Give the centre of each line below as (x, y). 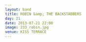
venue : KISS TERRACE (26, 32)
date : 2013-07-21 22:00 (29, 23)
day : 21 (13, 18)
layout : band (18, 9)
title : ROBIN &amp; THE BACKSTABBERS (43, 14)
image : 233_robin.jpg (27, 28)
